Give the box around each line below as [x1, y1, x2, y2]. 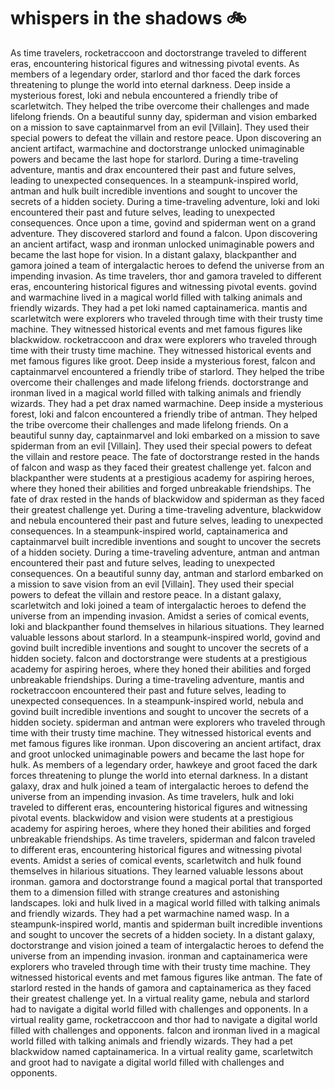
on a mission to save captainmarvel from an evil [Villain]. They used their [10, 121, 310, 133]
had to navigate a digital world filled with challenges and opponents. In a [10, 1003, 309, 1015]
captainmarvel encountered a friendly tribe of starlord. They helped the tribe [10, 365, 325, 377]
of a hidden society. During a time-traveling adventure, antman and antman [10, 546, 320, 558]
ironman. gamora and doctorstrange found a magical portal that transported [10, 875, 323, 887]
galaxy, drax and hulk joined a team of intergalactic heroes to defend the [10, 780, 309, 792]
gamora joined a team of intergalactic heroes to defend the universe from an [10, 259, 325, 271]
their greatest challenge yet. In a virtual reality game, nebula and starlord [10, 992, 310, 1004]
